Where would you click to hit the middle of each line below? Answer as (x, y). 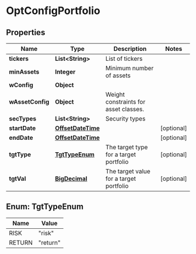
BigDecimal (71, 179)
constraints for (125, 102)
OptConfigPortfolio (53, 11)
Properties (26, 32)
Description (130, 49)
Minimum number (129, 68)
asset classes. (125, 109)
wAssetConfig (29, 102)
